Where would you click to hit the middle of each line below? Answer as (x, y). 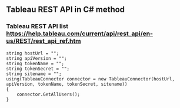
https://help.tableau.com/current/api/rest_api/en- (79, 33)
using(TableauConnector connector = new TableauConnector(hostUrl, (91, 79)
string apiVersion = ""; (36, 58)
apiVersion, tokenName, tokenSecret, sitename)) (67, 84)
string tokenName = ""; (35, 63)
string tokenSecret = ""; (38, 69)
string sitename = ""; (34, 74)
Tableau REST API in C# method (66, 10)
